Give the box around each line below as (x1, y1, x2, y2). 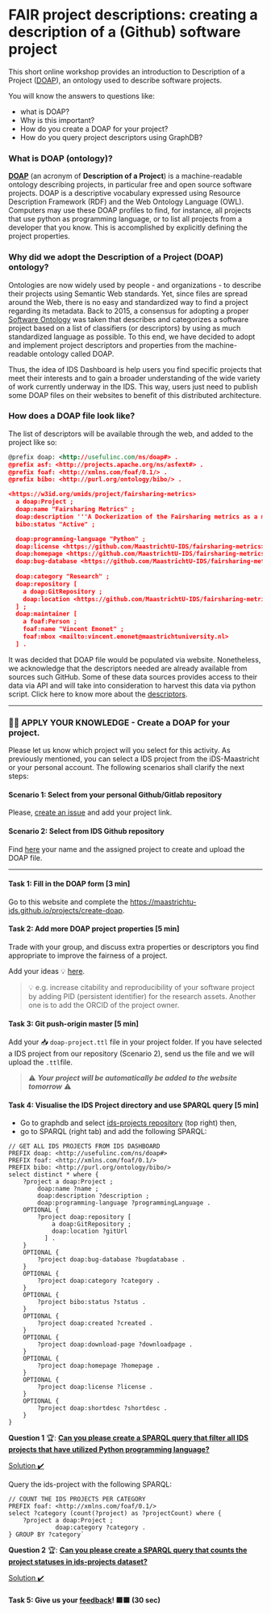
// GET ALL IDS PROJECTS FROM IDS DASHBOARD (8, 1142, 161, 1150)
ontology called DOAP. (39, 349, 115, 358)
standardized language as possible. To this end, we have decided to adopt (8, 332, 256, 341)
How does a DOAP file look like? (8, 410, 135, 421)
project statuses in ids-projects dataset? (8, 1557, 148, 1567)
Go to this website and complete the (8, 896, 129, 907)
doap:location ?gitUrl (51, 1227, 128, 1235)
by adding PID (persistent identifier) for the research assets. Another (27, 991, 256, 1001)
